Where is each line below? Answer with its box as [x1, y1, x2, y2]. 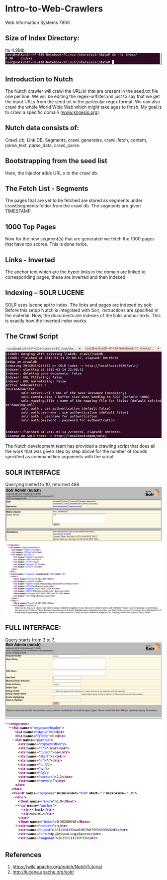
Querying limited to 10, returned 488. [5, 482, 81, 488]
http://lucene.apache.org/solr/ [12, 869, 75, 875]
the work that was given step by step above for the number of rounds [5, 448, 148, 454]
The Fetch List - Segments [5, 184, 88, 193]
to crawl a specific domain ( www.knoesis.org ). [5, 109, 100, 115]
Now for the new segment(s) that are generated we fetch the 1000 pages [5, 236, 155, 242]
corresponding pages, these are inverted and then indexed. [5, 274, 127, 280]
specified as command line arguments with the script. [5, 454, 115, 460]
